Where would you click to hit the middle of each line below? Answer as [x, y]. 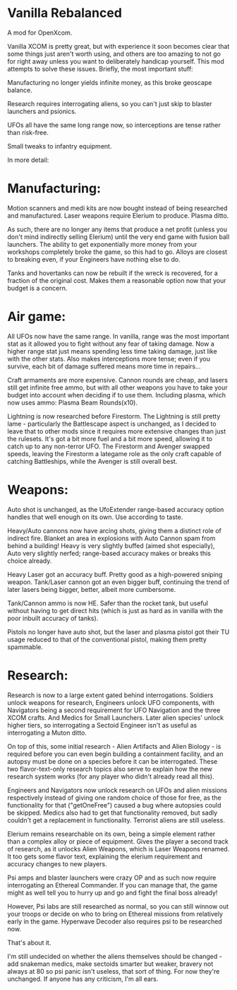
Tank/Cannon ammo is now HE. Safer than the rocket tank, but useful [108, 603]
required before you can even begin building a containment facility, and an [115, 754]
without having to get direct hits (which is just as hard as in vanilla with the [115, 610]
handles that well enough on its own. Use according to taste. [95, 517]
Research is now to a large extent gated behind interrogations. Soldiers [110, 695]
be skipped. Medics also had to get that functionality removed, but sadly [113, 813]
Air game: [37, 317]
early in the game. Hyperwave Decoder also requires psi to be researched [115, 921]
